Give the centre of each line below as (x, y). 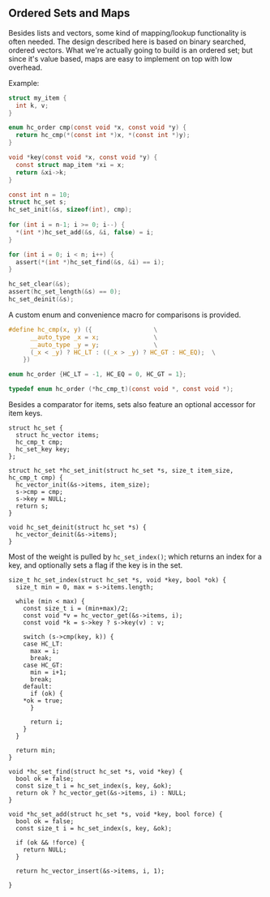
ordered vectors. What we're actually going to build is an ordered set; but (131, 50)
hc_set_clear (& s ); (39, 284)
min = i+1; (48, 672)
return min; (36, 751)
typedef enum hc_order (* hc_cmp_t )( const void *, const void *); (121, 389)
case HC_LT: (43, 644)
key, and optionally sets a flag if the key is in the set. (96, 565)
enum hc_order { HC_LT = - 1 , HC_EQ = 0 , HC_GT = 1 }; (97, 375)
